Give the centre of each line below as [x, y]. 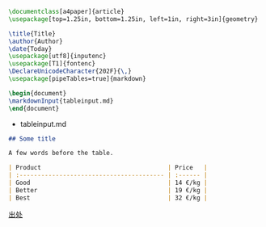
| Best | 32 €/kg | [108, 198]
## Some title [32, 139]
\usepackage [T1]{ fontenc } [52, 64]
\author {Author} [36, 41]
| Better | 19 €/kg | [108, 190]
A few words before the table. [61, 153]
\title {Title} [32, 34]
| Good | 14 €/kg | [108, 183]
